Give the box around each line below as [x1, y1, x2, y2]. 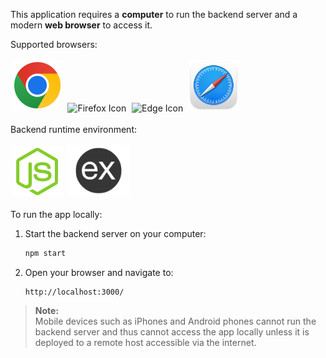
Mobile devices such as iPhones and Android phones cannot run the [34, 315, 317, 327]
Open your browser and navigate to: [24, 266, 174, 278]
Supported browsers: [10, 39, 98, 50]
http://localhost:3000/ [24, 287, 125, 297]
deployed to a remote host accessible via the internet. [34, 336, 257, 348]
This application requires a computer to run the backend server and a [10, 9, 298, 20]
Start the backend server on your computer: [24, 227, 207, 239]
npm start [24, 248, 67, 258]
